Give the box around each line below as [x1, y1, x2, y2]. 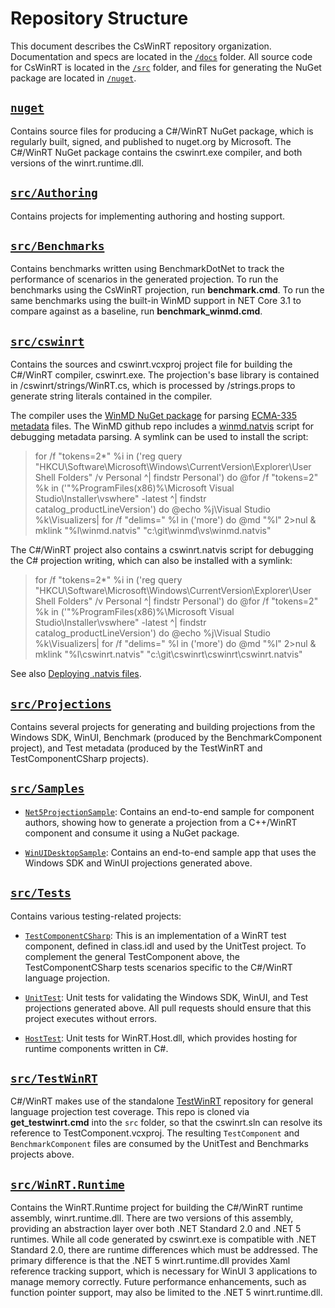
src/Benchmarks [10, 238, 105, 253]
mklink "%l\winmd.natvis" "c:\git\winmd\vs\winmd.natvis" [34, 525, 272, 537]
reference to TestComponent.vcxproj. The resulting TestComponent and [10, 1127, 300, 1139]
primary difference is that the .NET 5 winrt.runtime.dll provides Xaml [10, 1255, 291, 1267]
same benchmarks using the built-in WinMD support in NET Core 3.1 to [10, 295, 302, 307]
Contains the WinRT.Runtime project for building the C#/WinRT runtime [10, 1202, 303, 1214]
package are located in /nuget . [10, 72, 137, 84]
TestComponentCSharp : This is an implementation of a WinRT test [24, 929, 287, 941]
